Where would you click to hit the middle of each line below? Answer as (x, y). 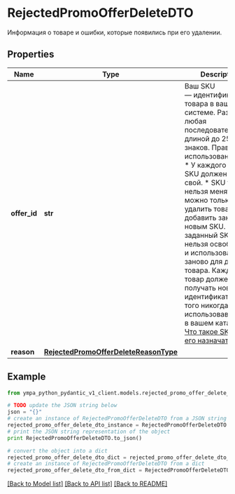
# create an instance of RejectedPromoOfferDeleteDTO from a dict (106, 464)
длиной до (202, 138)
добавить (200, 218)
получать (200, 288)
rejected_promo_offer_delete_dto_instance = (73, 425)
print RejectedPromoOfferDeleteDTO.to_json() (74, 438)
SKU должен (206, 173)
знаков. (197, 147)
